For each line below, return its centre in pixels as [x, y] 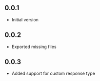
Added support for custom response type [53, 73]
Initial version [25, 19]
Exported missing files [34, 47]
